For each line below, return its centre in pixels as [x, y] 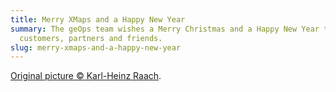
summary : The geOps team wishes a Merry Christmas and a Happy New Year [165, 29]
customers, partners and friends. [91, 38]
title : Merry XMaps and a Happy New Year [98, 19]
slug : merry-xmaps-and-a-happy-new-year [96, 47]
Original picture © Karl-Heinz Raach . [86, 76]
